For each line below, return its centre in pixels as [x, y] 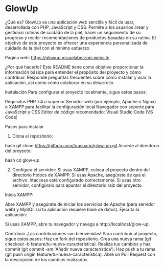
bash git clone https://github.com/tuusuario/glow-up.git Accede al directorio [82, 145]
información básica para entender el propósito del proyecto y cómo [73, 72]
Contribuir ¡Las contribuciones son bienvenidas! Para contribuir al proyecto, [81, 233]
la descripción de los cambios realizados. [47, 259]
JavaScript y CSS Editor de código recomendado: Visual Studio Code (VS [79, 112]
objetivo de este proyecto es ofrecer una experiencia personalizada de [76, 43]
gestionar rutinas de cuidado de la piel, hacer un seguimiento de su [73, 32]
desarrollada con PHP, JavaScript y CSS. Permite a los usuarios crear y [77, 27]
